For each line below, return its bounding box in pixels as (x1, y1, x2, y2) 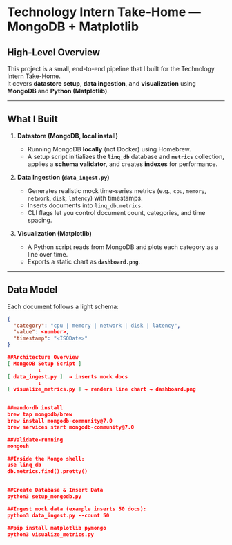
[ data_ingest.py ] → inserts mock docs (7, 373, 128, 380)
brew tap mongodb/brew (7, 411, 72, 418)
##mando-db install (7, 405, 64, 412)
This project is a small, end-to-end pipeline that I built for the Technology (7, 65, 215, 73)
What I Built (7, 113, 58, 125)
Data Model (7, 284, 58, 296)
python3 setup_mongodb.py (7, 493, 81, 500)
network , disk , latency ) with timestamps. (27, 194, 143, 202)
